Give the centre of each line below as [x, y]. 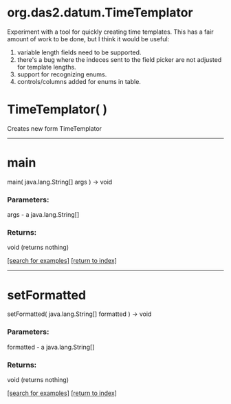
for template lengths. [47, 67]
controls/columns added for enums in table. [79, 81]
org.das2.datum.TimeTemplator [100, 13]
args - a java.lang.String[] [43, 215]
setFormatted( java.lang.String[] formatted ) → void [79, 314]
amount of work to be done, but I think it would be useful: [88, 39]
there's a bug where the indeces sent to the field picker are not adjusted [119, 59]
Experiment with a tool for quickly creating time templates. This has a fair [111, 32]
